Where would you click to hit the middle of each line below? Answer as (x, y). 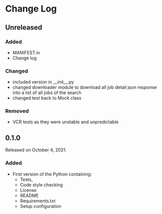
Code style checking (41, 185)
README (29, 195)
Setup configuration (40, 206)
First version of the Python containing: (52, 174)
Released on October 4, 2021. (36, 150)
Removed (17, 111)
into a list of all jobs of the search (47, 93)
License (28, 190)
